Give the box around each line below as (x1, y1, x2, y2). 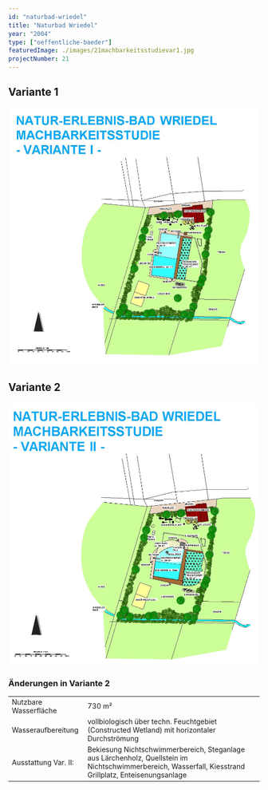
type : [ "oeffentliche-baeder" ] (8, 38, 112, 46)
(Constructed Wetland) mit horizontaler (87, 725, 216, 735)
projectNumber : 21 (8, 55, 69, 63)
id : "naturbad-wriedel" (8, 13, 88, 21)
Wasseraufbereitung (11, 725, 79, 735)
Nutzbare (11, 697, 42, 706)
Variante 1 (8, 85, 59, 99)
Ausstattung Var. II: (11, 757, 74, 767)
